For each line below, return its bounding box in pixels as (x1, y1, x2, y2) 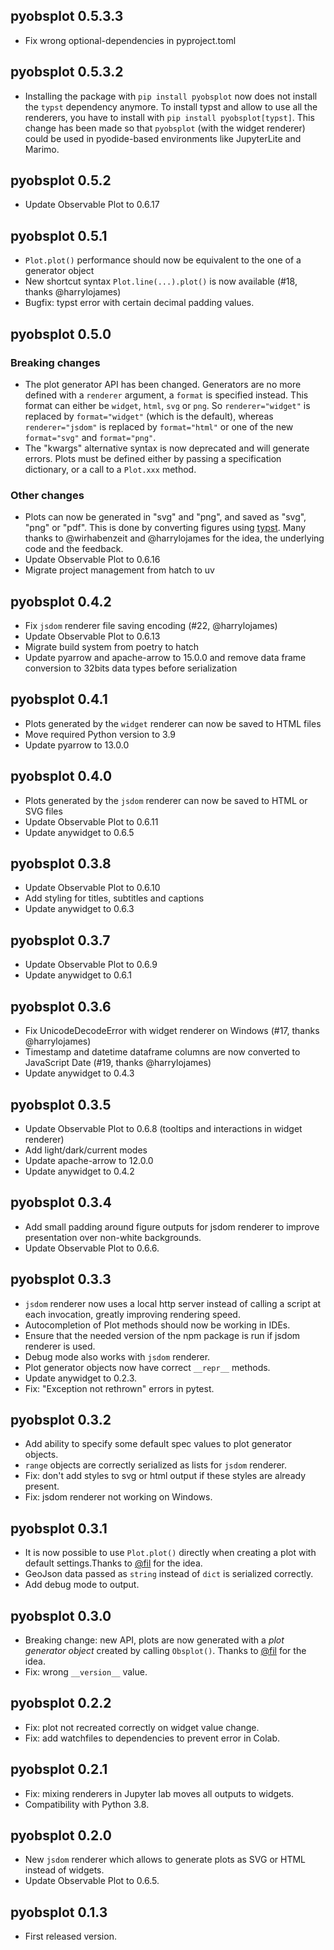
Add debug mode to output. (24, 1579, 140, 1591)
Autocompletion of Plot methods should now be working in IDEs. (24, 1319, 291, 1331)
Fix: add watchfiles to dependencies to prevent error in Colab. (24, 1732, 281, 1744)
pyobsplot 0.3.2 (10, 1411, 112, 1428)
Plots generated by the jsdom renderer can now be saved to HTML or (24, 794, 308, 806)
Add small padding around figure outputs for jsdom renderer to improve (24, 1220, 320, 1233)
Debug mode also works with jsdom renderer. (24, 1350, 211, 1363)
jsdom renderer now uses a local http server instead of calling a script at (24, 1297, 322, 1309)
